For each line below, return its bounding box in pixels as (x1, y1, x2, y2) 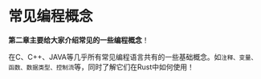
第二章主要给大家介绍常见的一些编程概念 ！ (8, 35, 149, 45)
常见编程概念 (8, 7, 94, 26)
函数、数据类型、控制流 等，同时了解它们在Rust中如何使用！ (8, 61, 195, 72)
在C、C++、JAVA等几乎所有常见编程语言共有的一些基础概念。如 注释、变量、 (8, 52, 258, 61)
